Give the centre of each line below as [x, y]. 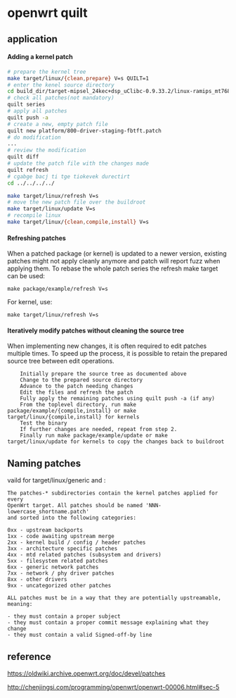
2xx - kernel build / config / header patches [77, 543]
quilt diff [23, 157]
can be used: [26, 276]
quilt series [26, 105]
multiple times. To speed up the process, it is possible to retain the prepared [117, 354]
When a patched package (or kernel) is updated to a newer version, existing [117, 254]
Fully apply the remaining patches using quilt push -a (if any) [118, 399]
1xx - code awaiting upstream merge [61, 537]
